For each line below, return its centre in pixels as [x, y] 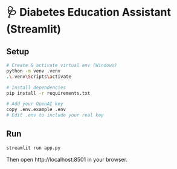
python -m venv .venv [34, 71]
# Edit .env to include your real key [55, 115]
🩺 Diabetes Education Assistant [88, 12]
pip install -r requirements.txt [48, 93]
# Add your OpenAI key [35, 104]
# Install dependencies [36, 88]
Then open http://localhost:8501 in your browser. [67, 159]
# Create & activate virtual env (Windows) [62, 65]
